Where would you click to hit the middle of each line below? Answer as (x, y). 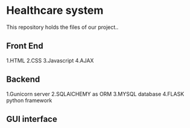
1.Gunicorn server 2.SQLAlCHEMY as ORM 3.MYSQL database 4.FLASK (95, 94)
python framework (29, 100)
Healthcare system (55, 11)
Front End (25, 46)
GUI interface (32, 119)
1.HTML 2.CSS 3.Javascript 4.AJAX (50, 60)
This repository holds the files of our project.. (62, 27)
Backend (23, 80)
